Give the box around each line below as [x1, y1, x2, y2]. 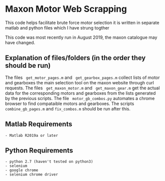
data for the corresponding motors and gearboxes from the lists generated [5, 90, 156, 96]
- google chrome [5, 168, 38, 173]
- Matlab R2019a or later [5, 133, 58, 138]
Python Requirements [5, 146, 73, 155]
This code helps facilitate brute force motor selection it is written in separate [5, 20, 160, 26]
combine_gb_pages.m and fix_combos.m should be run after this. [5, 105, 131, 111]
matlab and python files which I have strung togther [5, 25, 110, 30]
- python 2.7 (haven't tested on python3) [5, 159, 93, 164]
